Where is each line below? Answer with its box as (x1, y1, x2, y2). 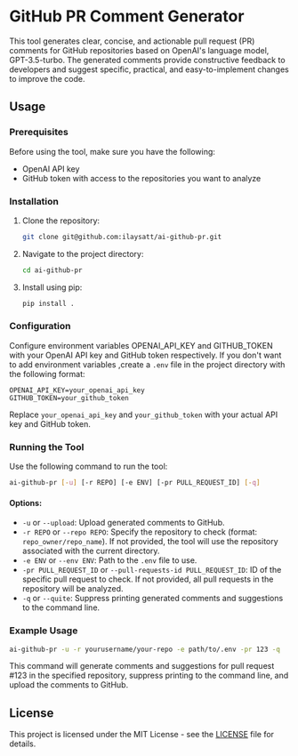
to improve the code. (9, 73, 85, 84)
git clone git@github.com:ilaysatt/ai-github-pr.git (21, 232, 222, 241)
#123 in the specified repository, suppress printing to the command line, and (9, 670, 289, 681)
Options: (9, 497, 43, 508)
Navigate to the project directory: (21, 248, 144, 259)
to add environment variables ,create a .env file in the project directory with (9, 358, 286, 370)
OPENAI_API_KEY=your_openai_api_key (9, 385, 145, 395)
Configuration (9, 320, 71, 333)
